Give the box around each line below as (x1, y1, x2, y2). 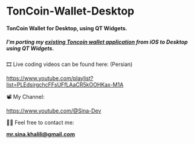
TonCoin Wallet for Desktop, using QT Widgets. (6, 24, 128, 31)
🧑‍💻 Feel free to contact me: (6, 119, 74, 126)
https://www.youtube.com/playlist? (6, 74, 94, 82)
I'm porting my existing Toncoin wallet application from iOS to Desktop (6, 38, 189, 46)
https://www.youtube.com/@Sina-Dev (6, 107, 102, 114)
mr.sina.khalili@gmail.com (6, 130, 76, 137)
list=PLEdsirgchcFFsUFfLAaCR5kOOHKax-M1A (6, 80, 124, 88)
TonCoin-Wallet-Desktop (6, 4, 135, 18)
